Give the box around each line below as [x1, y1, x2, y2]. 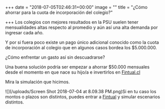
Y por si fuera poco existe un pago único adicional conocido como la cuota [5, 39, 160, 45]
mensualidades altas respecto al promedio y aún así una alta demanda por [5, 24, 158, 30]
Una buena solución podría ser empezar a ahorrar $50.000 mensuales [5, 64, 150, 70]
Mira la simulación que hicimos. [5, 79, 70, 85]
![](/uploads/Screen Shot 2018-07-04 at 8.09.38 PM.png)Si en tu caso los [5, 89, 157, 94]
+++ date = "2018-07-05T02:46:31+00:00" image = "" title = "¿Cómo [5, 4, 148, 10]
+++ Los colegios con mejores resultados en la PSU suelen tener [5, 19, 139, 25]
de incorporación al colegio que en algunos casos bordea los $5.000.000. [5, 45, 157, 50]
